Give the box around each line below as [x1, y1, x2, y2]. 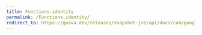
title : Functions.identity [6, 8, 74, 15]
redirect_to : [6, 20, 39, 26]
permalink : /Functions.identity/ [6, 14, 90, 20]
